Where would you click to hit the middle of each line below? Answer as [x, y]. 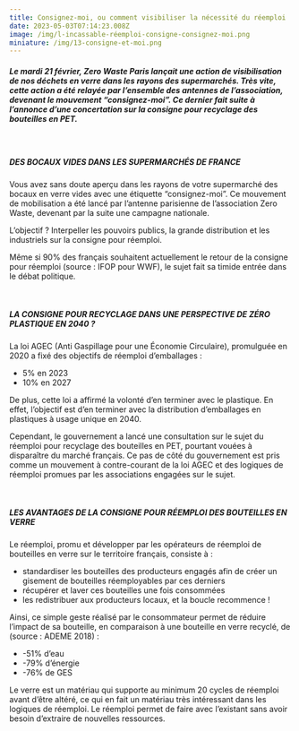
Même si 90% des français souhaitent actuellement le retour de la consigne [149, 257]
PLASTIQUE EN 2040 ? [52, 323]
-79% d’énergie [51, 663]
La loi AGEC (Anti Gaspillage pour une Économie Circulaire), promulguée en [149, 347]
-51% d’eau [43, 654]
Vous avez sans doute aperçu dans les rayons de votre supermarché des [144, 185]
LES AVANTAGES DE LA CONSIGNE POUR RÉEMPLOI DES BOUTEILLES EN [149, 512]
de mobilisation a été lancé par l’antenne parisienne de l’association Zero [143, 203]
